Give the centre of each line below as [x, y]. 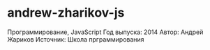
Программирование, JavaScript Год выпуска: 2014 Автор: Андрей [105, 32]
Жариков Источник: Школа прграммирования [76, 39]
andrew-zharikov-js [66, 13]
